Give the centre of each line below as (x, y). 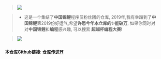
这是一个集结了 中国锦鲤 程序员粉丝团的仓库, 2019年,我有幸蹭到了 (88, 17)
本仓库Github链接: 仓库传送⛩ (34, 52)
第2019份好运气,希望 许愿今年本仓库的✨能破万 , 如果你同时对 (96, 23)
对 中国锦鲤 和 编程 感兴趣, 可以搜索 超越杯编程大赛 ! (73, 29)
